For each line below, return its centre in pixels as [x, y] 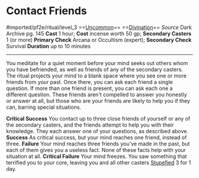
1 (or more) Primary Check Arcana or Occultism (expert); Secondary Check [99, 40]
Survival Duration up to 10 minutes [48, 46]
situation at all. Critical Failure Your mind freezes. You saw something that [97, 156]
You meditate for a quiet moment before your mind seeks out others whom [97, 63]
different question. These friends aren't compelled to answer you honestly [97, 94]
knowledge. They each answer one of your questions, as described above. [97, 131]
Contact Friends [46, 11]
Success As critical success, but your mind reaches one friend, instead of [97, 137]
